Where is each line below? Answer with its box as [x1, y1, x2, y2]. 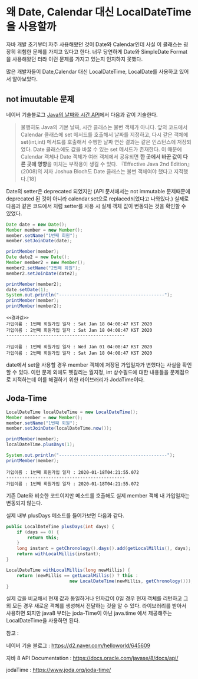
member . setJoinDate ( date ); [6, 238, 72, 244]
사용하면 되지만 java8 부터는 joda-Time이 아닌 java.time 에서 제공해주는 [6, 609, 173, 617]
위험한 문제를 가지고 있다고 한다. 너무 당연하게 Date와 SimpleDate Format [16, 48, 187, 55]
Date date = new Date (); [6, 222, 67, 228]
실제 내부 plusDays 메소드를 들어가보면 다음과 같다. [6, 512, 125, 519]
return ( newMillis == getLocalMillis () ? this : [16, 572, 138, 578]
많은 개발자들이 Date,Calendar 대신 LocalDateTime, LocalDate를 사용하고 [6, 68, 178, 75]
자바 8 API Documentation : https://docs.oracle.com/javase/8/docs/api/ [6, 655, 179, 662]
